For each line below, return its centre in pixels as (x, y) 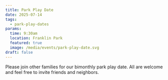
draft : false (19, 52)
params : (14, 29)
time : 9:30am (24, 33)
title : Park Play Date (29, 10)
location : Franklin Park (36, 38)
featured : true (26, 43)
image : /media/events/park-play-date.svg (55, 48)
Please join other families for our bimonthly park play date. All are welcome (84, 67)
